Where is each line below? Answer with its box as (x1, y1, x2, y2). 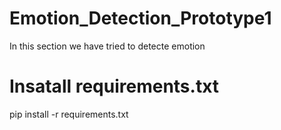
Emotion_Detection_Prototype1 (9, 7, 272, 30)
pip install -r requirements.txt (9, 108, 129, 120)
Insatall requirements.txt (9, 75, 220, 98)
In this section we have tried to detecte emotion (9, 40, 206, 52)
